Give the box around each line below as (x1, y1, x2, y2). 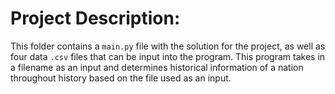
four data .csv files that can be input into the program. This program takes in (10, 50, 326, 62)
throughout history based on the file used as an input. (10, 72, 232, 84)
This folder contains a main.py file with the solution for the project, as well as (10, 40, 326, 52)
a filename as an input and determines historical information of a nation (10, 61, 304, 73)
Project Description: (10, 7, 181, 30)
